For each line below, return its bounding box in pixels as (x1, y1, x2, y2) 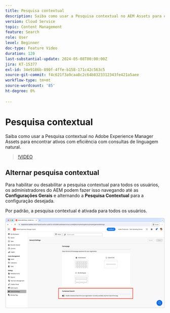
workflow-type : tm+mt (5, 78, 51, 83)
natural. (5, 144, 21, 150)
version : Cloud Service (5, 19, 56, 24)
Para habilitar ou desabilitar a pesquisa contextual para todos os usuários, (5, 182, 159, 188)
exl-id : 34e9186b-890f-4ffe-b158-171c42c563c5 (5, 67, 105, 72)
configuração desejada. (5, 198, 55, 204)
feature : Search (5, 29, 39, 35)
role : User (5, 35, 28, 40)
